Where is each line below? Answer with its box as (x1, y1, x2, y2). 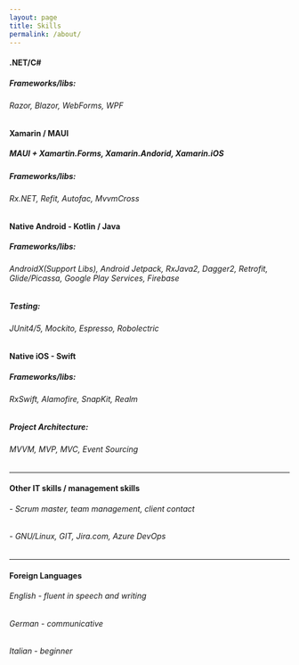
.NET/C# (9, 57, 42, 68)
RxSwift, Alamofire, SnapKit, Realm (9, 394, 138, 405)
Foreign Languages (9, 570, 83, 580)
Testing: (9, 300, 41, 312)
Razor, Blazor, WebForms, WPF (9, 100, 125, 111)
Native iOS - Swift (9, 351, 77, 362)
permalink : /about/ (9, 29, 82, 38)
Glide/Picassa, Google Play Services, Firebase (9, 273, 180, 283)
